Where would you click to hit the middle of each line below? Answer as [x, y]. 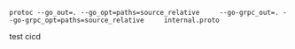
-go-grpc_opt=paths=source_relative [77, 20]
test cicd [25, 36]
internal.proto [191, 20]
